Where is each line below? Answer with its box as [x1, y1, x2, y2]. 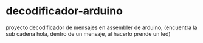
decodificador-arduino [5, 4, 123, 18]
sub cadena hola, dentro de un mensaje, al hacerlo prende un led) [5, 30, 171, 37]
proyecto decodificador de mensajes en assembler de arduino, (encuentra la [5, 24, 198, 31]
